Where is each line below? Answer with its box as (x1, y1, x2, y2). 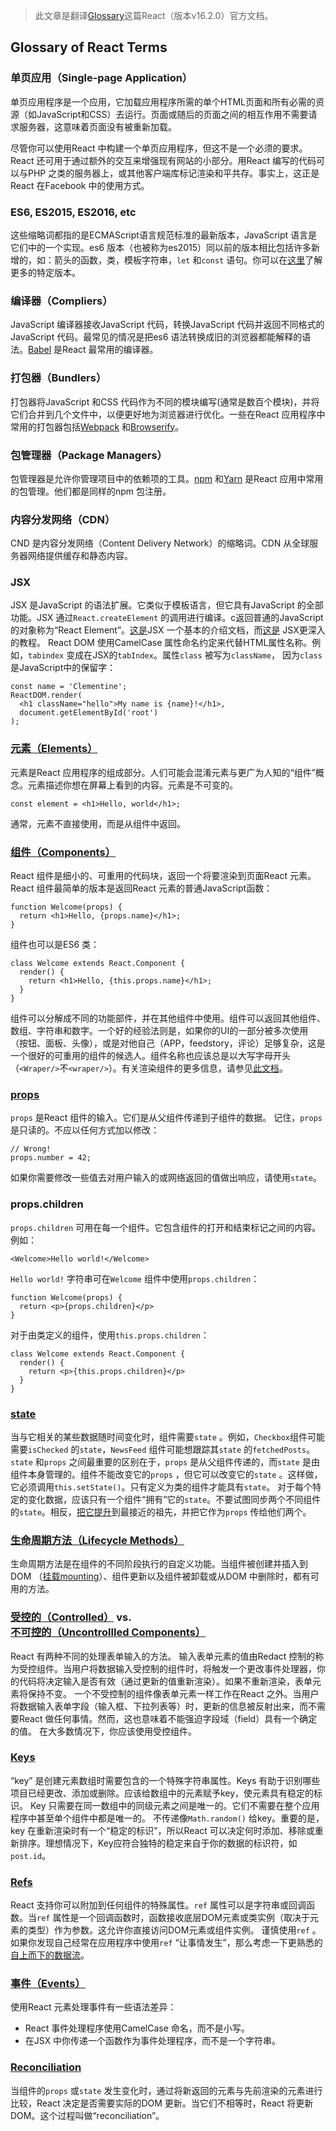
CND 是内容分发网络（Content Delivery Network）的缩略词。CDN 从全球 (10, 537, 310, 549)
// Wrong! (10, 1144, 52, 1154)
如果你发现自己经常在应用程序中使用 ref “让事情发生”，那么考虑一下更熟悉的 (10, 1937, 323, 1949)
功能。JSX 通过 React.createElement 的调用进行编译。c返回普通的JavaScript (10, 612, 324, 624)
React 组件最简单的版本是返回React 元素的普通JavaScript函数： (10, 882, 273, 894)
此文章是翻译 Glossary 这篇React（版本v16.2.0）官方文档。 (34, 10, 274, 21)
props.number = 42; (10, 1153, 92, 1163)
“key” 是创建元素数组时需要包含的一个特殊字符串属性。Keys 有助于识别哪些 (10, 1774, 321, 1786)
